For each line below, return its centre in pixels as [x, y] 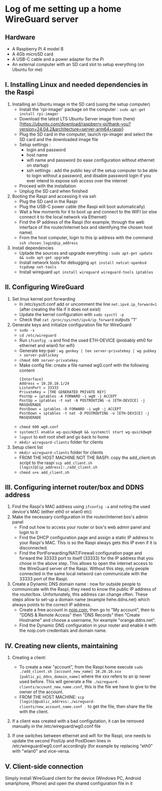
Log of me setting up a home [63, 9]
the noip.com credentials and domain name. [63, 631]
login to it [29, 532]
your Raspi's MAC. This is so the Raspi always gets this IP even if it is [88, 543]
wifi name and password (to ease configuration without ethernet [90, 160]
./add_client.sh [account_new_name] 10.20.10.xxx [70, 672]
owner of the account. [41, 692]
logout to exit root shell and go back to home [64, 437]
